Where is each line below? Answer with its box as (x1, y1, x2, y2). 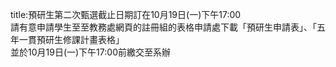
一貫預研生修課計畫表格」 (18, 34, 125, 45)
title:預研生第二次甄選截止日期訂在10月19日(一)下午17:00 (10, 9, 242, 20)
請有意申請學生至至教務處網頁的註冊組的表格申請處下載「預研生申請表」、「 (10, 21, 317, 33)
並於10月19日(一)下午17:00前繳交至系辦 (10, 46, 171, 58)
